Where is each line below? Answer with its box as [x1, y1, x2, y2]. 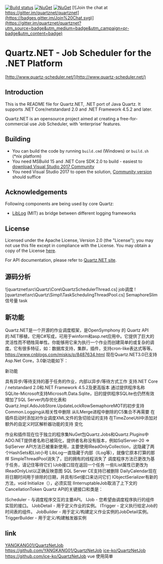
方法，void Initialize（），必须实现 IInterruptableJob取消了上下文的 [5, 480, 138, 486]
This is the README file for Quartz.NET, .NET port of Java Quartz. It [5, 101, 141, 107]
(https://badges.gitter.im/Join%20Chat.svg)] [5, 15, 94, 20]
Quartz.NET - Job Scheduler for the [5, 48, 152, 58]
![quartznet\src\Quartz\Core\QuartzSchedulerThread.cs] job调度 [5, 287, 134, 292]
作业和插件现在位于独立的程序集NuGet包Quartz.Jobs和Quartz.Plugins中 [5, 431, 149, 437]
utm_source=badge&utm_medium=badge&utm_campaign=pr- [5, 25, 129, 31]
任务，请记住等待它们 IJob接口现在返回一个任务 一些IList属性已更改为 [9, 462, 148, 467]
